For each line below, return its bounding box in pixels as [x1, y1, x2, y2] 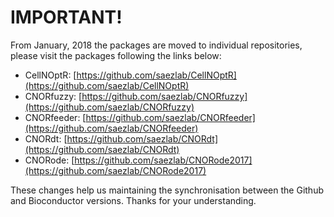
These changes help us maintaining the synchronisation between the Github [10, 184, 324, 196]
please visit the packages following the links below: [10, 49, 222, 61]
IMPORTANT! [10, 6, 123, 29]
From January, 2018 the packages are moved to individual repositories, [10, 39, 303, 51]
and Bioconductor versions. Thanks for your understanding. [10, 194, 257, 206]
